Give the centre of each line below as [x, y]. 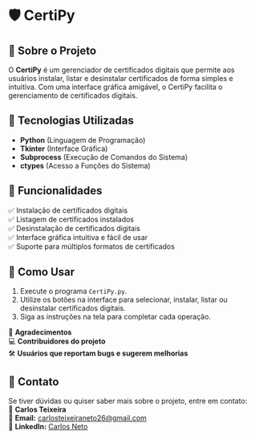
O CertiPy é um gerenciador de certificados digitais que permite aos [121, 70]
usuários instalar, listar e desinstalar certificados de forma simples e [121, 78]
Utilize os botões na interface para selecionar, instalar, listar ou [124, 300]
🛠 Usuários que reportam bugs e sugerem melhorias [98, 353]
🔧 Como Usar [42, 272]
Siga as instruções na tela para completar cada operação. [115, 317]
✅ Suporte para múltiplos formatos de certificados [91, 246]
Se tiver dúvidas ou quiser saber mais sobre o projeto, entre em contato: [128, 401]
